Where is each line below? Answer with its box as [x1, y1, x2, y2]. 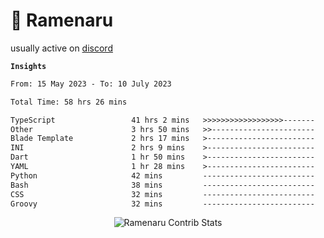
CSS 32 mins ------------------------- [10, 189, 315, 199]
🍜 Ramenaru [10, 9, 114, 32]
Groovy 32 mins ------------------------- [10, 199, 315, 209]
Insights [10, 61, 47, 71]
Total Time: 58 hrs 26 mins [10, 97, 128, 107]
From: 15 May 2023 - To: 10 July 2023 [10, 79, 172, 89]
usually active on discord [10, 42, 113, 54]
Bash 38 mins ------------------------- [10, 180, 315, 190]
